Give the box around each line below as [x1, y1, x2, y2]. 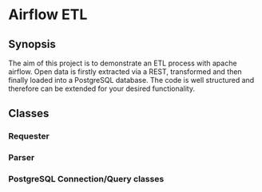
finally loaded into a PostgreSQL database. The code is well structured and [8, 76, 255, 84]
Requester [8, 131, 50, 142]
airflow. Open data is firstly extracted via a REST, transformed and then [8, 67, 242, 76]
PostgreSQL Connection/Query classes [8, 174, 165, 185]
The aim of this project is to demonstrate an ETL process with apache [8, 58, 237, 68]
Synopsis [8, 37, 56, 51]
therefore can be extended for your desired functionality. [8, 84, 196, 93]
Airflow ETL [8, 6, 88, 24]
